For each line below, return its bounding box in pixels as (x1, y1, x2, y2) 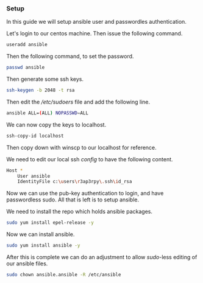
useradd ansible (6, 41, 48, 48)
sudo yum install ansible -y (6, 242, 80, 249)
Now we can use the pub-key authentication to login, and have (6, 190, 164, 197)
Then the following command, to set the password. (6, 53, 134, 60)
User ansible (17, 173, 51, 179)
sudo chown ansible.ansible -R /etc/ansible (6, 272, 121, 278)
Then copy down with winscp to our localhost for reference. (6, 144, 157, 151)
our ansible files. (6, 260, 48, 267)
